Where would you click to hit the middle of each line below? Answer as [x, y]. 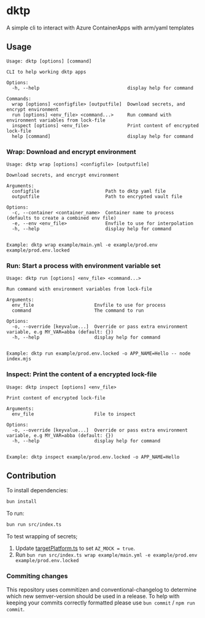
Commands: [19, 99]
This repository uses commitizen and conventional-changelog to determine [102, 589]
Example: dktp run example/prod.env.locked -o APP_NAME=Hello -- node [99, 353]
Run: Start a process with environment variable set [83, 266]
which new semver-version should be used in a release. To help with [93, 596]
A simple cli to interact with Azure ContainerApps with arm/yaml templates [100, 28]
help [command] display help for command [102, 136]
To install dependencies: [37, 490]
